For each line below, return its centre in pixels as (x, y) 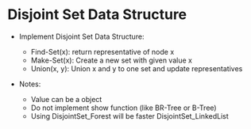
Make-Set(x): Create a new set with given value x (111, 60)
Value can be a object (66, 99)
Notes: (30, 84)
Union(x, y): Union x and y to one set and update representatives (137, 68)
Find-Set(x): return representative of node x (102, 51)
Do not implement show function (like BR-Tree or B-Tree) (124, 108)
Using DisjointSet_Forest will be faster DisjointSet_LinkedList (130, 116)
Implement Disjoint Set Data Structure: (81, 36)
